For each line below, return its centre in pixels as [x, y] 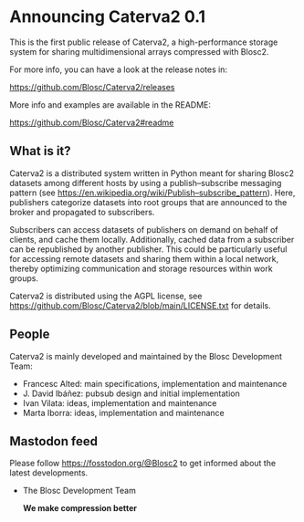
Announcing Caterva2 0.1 [108, 17]
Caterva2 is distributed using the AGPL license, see [106, 296]
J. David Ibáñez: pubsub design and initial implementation [131, 393]
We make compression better [80, 508]
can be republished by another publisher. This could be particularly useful [148, 249]
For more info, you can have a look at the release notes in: [119, 69]
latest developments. [49, 473]
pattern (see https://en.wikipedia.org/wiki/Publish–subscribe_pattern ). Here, [152, 193]
